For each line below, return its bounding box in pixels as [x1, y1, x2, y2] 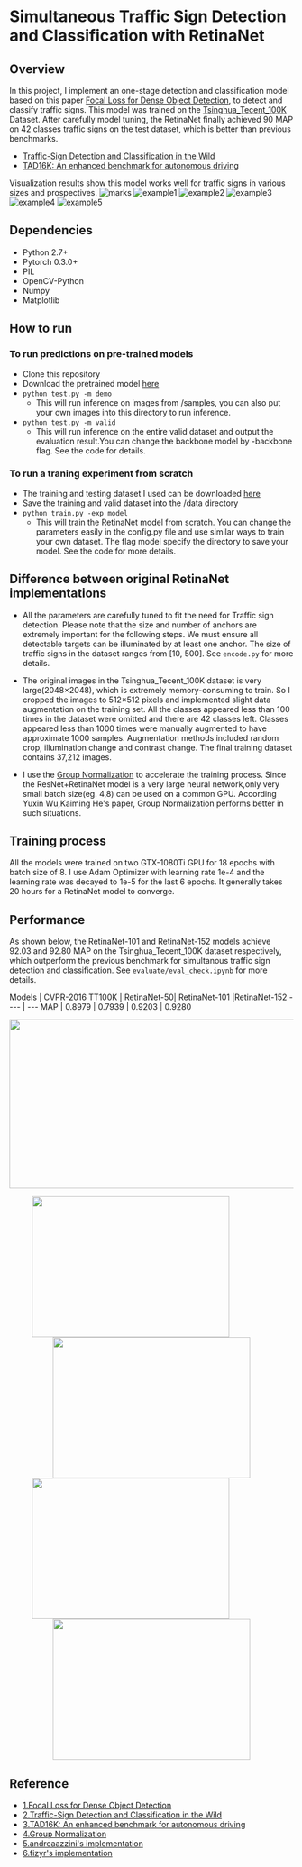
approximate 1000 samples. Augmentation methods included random [22, 732, 279, 743]
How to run [9, 321, 73, 336]
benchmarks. [9, 133, 59, 143]
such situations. [22, 807, 82, 818]
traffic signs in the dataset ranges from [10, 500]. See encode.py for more [22, 647, 294, 659]
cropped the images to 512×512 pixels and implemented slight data [22, 694, 271, 705]
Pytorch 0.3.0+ [22, 256, 78, 267]
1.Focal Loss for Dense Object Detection [22, 1800, 172, 1811]
